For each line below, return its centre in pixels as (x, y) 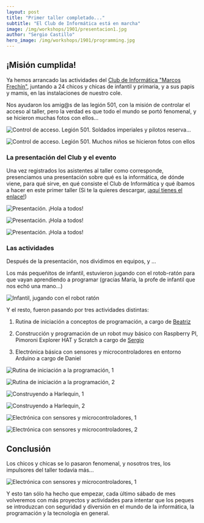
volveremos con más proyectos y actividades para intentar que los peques (100, 500)
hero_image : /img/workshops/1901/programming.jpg (71, 40)
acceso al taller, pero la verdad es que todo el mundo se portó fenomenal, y (101, 111)
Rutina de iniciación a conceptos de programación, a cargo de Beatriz (103, 322)
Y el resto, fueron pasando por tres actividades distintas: (78, 310)
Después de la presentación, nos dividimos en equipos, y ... (82, 261)
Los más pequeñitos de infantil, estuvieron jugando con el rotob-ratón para (101, 273)
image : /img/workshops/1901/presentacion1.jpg (67, 29)
